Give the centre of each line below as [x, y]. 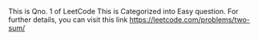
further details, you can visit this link [68, 20]
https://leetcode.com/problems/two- [189, 20]
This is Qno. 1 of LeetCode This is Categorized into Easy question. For [123, 11]
